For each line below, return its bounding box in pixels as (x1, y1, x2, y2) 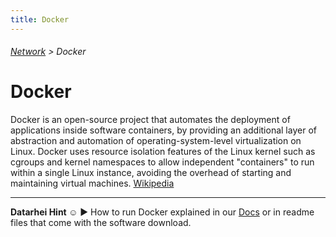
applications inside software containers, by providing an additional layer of (10, 124, 317, 136)
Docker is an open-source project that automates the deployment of (10, 114, 291, 126)
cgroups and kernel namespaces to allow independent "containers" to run (10, 156, 315, 168)
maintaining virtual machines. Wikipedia (10, 177, 175, 190)
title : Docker (10, 14, 70, 25)
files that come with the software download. (10, 217, 192, 229)
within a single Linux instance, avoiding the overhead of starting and (10, 167, 292, 179)
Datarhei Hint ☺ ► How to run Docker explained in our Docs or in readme (10, 206, 315, 218)
